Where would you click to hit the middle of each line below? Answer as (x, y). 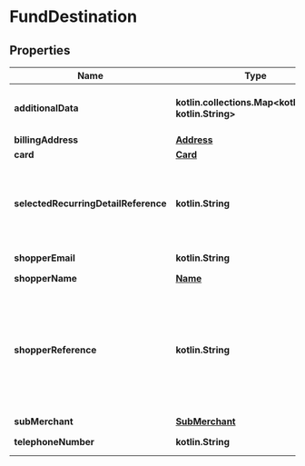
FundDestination (74, 17)
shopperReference (55, 350)
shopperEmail (44, 258)
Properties (40, 50)
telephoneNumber (54, 442)
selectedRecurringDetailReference (90, 203)
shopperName (45, 278)
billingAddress (46, 140)
